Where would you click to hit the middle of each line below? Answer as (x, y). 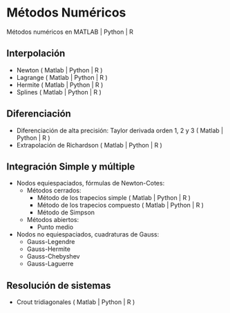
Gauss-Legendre (51, 242)
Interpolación (36, 53)
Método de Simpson (66, 212)
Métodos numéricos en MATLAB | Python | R (70, 32)
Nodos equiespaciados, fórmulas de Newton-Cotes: (90, 183)
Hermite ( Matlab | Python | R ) (60, 85)
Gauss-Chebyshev (53, 256)
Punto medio (55, 227)
